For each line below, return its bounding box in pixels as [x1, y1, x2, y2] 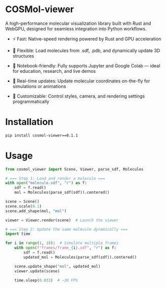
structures [12, 53, 34, 59]
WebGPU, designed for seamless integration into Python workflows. [5, 25, 147, 31]
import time [5, 231, 30, 236]
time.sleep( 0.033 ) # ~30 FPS [14, 277, 78, 283]
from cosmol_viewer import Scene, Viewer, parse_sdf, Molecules [5, 167, 144, 172]
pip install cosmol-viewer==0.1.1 [5, 133, 78, 138]
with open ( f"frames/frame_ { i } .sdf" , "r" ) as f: [14, 245, 116, 251]
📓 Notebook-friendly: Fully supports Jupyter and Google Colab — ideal [12, 62, 160, 69]
